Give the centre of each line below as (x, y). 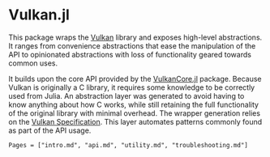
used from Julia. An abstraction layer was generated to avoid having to (126, 95)
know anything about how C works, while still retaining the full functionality (134, 104)
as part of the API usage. (50, 130)
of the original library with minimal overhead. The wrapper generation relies (135, 113)
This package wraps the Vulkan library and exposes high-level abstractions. (135, 37)
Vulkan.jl (39, 15)
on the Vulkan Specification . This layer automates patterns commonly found (135, 121)
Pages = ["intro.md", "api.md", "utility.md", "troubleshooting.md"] (129, 145)
